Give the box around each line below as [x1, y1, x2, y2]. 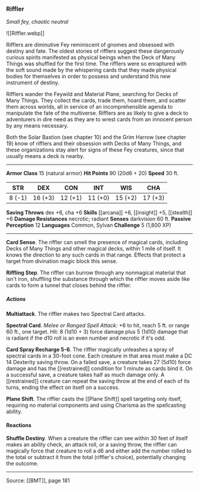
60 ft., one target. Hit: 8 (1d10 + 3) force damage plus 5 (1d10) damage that [6, 328, 188, 336]
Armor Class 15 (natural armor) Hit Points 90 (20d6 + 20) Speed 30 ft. [6, 170, 179, 177]
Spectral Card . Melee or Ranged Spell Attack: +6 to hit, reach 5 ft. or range [6, 322, 190, 329]
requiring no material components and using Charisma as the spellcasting [6, 402, 186, 409]
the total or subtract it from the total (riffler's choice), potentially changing [6, 454, 186, 461]
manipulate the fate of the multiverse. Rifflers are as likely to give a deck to [6, 109, 188, 117]
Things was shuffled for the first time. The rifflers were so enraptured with [6, 60, 187, 67]
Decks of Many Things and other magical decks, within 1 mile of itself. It [6, 245, 181, 252]
